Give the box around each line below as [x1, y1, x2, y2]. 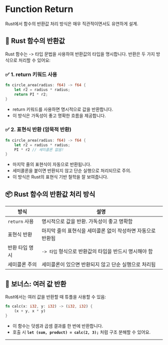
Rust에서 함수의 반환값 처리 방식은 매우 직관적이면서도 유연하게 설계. [5, 20, 138, 26]
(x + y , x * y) [14, 308, 46, 313]
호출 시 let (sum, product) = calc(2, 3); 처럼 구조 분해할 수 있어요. [12, 329, 151, 335]
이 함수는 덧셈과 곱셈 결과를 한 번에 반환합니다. [12, 322, 103, 328]
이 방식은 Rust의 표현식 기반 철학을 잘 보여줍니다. [12, 174, 108, 180]
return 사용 [7, 218, 34, 225]
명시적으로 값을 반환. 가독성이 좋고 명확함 [41, 218, 133, 225]
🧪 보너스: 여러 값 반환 [5, 279, 66, 288]
